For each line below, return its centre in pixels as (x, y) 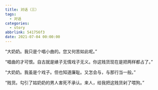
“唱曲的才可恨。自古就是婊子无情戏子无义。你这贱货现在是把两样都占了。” (79, 62)
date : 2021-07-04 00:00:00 (33, 37)
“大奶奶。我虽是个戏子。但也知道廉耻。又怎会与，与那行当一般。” (70, 72)
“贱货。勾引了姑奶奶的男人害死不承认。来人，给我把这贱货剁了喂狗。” (75, 82)
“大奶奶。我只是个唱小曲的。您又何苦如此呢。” (51, 51)
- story (17, 28)
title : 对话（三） (22, 10)
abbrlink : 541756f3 (25, 32)
